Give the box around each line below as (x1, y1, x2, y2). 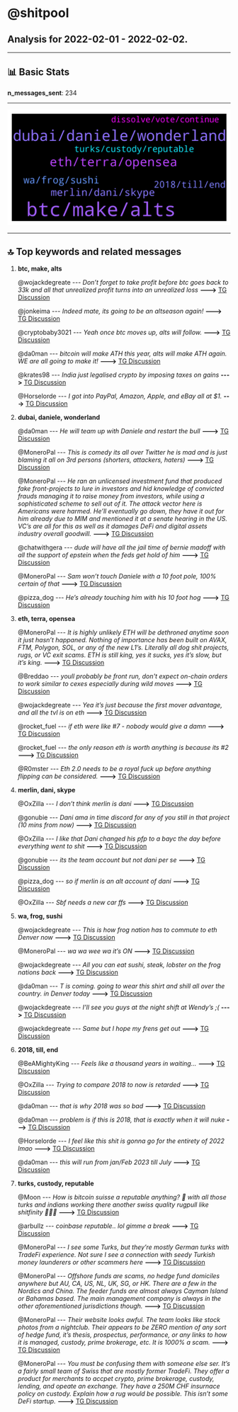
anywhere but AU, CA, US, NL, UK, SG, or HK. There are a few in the (17, 1280, 217, 1288)
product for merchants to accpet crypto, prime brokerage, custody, (17, 1374, 215, 1383)
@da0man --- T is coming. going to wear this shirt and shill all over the (17, 982, 225, 991)
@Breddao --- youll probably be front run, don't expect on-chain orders (17, 672, 228, 681)
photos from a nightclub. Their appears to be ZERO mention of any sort (17, 1323, 227, 1332)
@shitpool (7, 5, 69, 21)
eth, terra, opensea (17, 615, 76, 623)
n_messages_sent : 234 (7, 89, 77, 97)
